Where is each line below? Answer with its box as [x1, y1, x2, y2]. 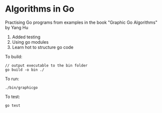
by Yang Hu [5, 24, 28, 30]
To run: [5, 76, 19, 81]
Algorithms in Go [5, 3, 74, 15]
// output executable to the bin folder [5, 63, 88, 68]
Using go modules [12, 39, 49, 45]
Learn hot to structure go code [12, 44, 74, 50]
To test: [5, 94, 20, 99]
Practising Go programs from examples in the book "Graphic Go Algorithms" [5, 19, 158, 25]
